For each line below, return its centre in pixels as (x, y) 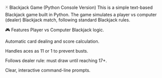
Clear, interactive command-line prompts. (48, 70)
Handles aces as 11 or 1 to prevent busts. (47, 51)
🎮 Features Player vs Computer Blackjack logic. (55, 30)
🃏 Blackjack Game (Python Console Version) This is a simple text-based (79, 7)
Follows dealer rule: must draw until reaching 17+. (56, 61)
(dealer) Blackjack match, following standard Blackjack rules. (68, 20)
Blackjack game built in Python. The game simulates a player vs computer (81, 15)
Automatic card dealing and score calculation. (52, 41)
